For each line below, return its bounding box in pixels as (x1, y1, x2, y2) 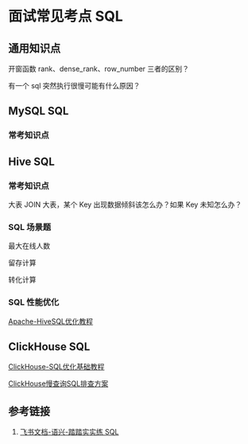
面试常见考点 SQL (8, 7, 123, 25)
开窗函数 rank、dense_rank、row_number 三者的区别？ (8, 64, 189, 73)
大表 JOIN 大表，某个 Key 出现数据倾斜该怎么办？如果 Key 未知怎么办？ (8, 200, 242, 209)
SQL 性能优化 (8, 297, 60, 308)
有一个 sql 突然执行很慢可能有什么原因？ (8, 81, 141, 90)
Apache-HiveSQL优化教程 (8, 316, 94, 326)
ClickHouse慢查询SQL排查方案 (8, 379, 109, 388)
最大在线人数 (8, 241, 50, 251)
